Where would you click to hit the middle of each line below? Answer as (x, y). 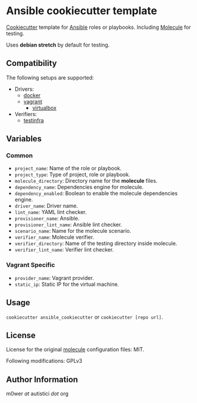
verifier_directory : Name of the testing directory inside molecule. (96, 243)
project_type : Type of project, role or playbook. (72, 174)
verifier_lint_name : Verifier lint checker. (64, 250)
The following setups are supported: (50, 77)
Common (20, 156)
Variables (24, 139)
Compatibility (31, 63)
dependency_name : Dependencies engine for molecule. (79, 187)
